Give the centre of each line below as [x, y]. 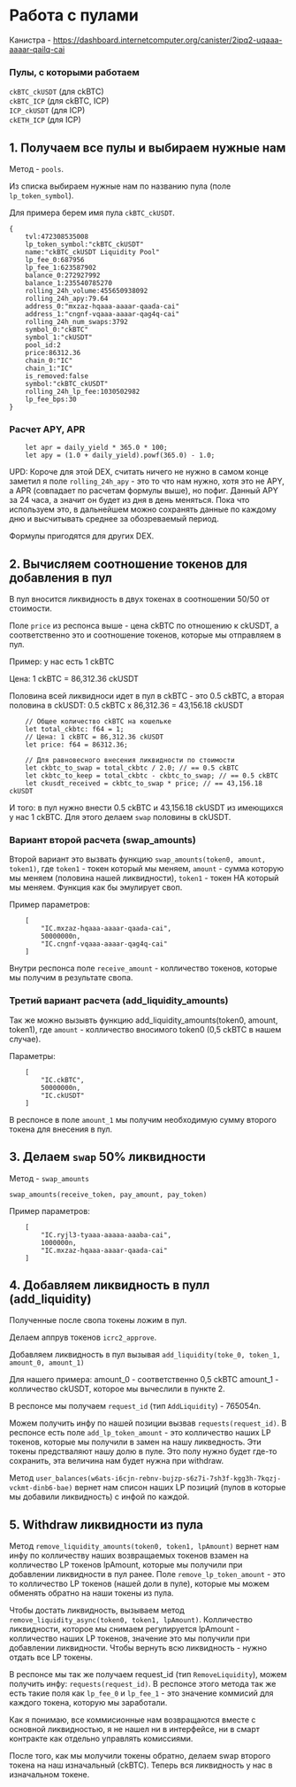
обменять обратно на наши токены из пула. [91, 1593]
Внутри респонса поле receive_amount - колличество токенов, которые [143, 968]
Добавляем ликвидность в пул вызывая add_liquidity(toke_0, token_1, [145, 1355]
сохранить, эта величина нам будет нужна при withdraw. [116, 1461]
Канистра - [30, 40]
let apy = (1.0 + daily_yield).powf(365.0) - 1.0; [120, 456]
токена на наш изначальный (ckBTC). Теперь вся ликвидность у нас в [141, 1765]
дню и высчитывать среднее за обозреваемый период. [114, 519]
